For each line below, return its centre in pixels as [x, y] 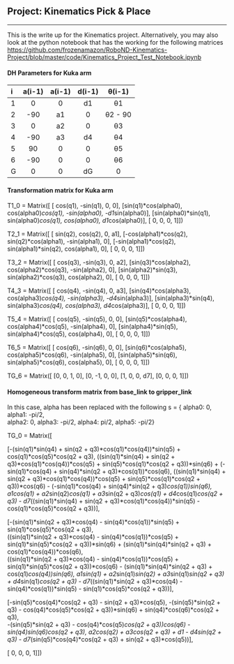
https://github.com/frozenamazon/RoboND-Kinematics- [87, 50]
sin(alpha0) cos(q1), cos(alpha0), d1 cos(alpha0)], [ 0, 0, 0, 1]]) [95, 221]
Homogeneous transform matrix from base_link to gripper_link [100, 392]
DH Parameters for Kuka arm [49, 73]
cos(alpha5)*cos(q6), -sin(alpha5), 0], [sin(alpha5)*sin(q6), [92, 355]
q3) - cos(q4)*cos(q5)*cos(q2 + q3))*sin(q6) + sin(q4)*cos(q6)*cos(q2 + [113, 610]
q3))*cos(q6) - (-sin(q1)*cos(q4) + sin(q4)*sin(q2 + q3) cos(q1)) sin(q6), [110, 486]
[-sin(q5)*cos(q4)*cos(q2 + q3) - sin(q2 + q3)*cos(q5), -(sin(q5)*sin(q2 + [114, 603]
